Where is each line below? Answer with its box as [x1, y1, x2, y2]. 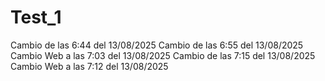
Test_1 [10, 6, 62, 29]
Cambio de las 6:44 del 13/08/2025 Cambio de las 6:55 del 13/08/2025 [10, 39, 304, 51]
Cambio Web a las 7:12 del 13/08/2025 [10, 60, 169, 72]
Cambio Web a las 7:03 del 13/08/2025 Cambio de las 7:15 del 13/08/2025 [10, 49, 316, 61]
